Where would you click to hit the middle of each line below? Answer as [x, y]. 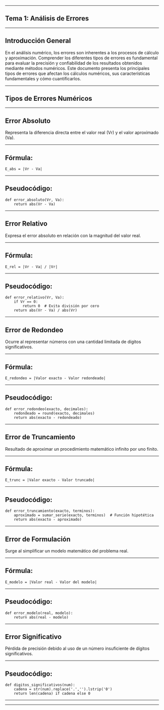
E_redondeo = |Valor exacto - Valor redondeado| [55, 378]
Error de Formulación [38, 539]
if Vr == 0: [26, 302]
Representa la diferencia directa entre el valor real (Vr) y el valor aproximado [82, 133]
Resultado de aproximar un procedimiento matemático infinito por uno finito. [82, 449]
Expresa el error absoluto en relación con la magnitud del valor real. [73, 235]
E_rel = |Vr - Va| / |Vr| [31, 267]
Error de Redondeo [34, 330]
